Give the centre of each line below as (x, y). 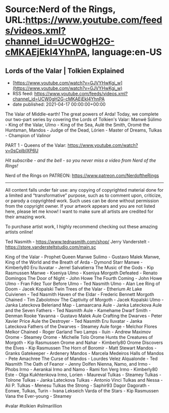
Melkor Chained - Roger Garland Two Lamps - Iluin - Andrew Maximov (78, 332)
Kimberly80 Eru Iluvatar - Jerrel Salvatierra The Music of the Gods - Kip (80, 268)
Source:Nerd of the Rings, (60, 9)
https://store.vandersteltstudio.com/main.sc (51, 247)
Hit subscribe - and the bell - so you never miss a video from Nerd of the (81, 160)
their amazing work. (26, 217)
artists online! (19, 232)
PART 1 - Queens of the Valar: (36, 145)
